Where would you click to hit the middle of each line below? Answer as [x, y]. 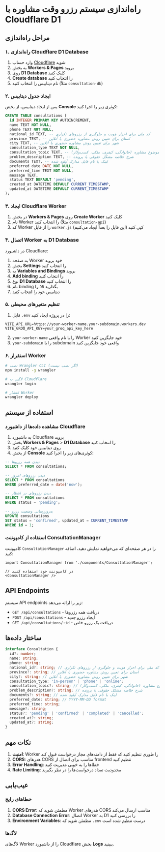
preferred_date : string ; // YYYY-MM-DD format [58, 700]
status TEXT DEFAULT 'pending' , [43, 180]
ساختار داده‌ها [23, 638]
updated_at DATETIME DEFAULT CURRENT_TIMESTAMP [59, 189]
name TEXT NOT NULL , [30, 125]
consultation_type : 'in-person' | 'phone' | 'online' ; [67, 681]
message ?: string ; [28, 709]
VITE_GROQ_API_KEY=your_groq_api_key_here [49, 328]
